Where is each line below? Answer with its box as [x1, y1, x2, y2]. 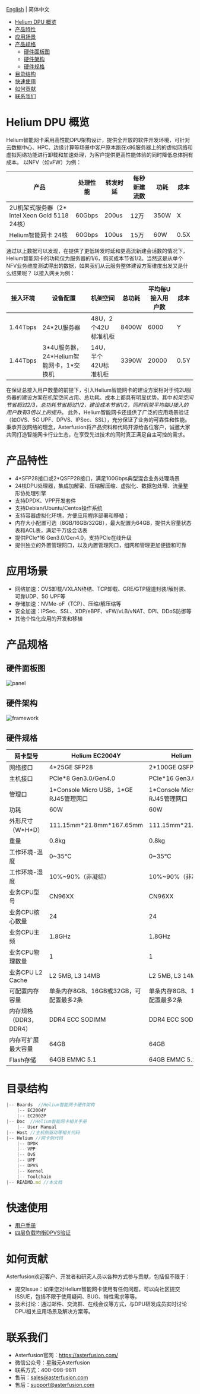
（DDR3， [9, 1016, 37, 1024]
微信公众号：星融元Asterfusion [14, 1359, 90, 1366]
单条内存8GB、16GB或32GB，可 [49, 987, 141, 995]
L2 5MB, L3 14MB [49, 972, 100, 980]
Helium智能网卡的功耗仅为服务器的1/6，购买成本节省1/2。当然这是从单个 [6, 255, 183, 262]
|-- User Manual [17, 1124, 58, 1130]
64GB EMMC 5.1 [49, 1056, 97, 1064]
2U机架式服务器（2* [9, 203, 67, 211]
